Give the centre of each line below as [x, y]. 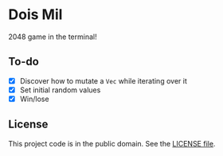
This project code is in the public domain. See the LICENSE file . [112, 143]
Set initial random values [60, 90]
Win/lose [34, 99]
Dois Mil [35, 15]
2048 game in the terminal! [53, 37]
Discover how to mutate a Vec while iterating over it [103, 80]
